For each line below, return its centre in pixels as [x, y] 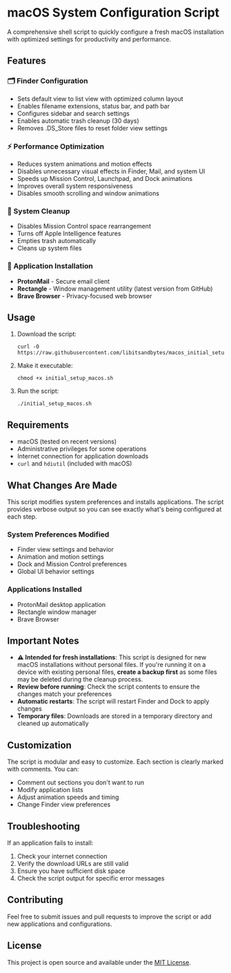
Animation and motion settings [61, 557]
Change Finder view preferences [64, 805]
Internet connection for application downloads [83, 456]
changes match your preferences [64, 694]
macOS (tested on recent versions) [67, 442]
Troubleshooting [44, 826]
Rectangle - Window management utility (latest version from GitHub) [115, 289]
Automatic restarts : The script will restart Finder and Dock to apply [113, 702]
